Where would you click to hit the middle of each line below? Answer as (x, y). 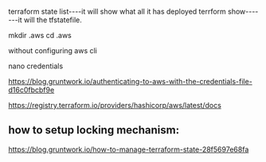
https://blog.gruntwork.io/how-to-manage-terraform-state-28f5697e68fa (129, 149)
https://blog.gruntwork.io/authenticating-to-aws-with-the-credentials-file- (130, 81)
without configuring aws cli (53, 50)
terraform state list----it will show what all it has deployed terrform (117, 12)
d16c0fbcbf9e (31, 90)
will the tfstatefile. (53, 20)
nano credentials (36, 66)
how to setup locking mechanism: (94, 130)
